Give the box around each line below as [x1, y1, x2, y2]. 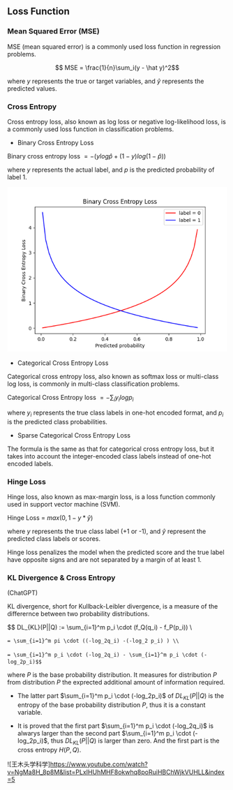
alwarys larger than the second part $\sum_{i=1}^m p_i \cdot [17, 729, 192, 737]
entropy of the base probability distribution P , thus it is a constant [17, 701, 206, 709]
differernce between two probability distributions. [7, 610, 150, 618]
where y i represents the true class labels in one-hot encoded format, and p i [7, 408, 224, 418]
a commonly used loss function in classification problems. [7, 125, 174, 133]
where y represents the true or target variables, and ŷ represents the [7, 77, 204, 85]
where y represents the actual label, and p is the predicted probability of [7, 165, 215, 174]
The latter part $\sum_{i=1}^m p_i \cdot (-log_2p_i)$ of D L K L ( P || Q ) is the [17, 692, 225, 701]
